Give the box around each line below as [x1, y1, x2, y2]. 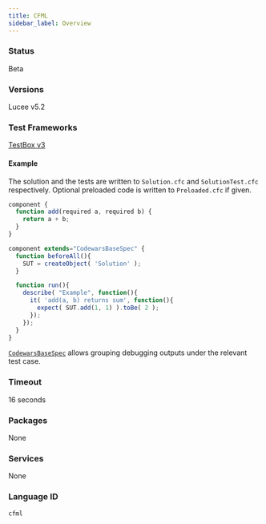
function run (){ [15, 281, 70, 289]
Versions [8, 83, 44, 95]
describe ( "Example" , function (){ [22, 289, 138, 297]
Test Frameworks [8, 122, 78, 133]
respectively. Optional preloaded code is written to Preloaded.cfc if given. [8, 185, 252, 195]
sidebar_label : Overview [8, 19, 91, 27]
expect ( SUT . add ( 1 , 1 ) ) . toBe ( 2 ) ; [37, 304, 159, 312]
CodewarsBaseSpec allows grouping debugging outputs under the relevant [8, 348, 248, 357]
